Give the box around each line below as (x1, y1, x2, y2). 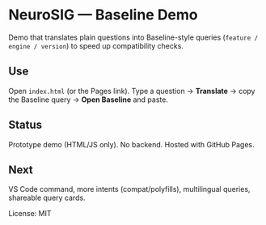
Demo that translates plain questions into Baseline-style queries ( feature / (8, 32, 259, 42)
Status (8, 118, 43, 132)
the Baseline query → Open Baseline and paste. (8, 95, 168, 104)
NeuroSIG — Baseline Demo (8, 6, 198, 24)
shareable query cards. (8, 193, 87, 203)
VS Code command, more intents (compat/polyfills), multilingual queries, (8, 185, 251, 194)
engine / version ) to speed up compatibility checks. (8, 40, 184, 50)
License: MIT (8, 209, 52, 219)
